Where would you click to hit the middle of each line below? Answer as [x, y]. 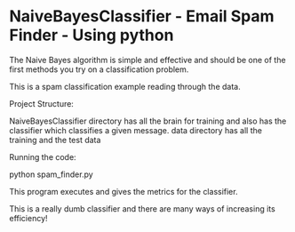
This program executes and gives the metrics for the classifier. [124, 191]
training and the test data [55, 140]
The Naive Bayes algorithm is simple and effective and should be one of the [147, 60]
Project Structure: [41, 103]
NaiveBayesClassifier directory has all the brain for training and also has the [148, 121]
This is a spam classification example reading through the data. [125, 86]
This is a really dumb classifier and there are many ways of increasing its [142, 208]
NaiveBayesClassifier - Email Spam [142, 16]
